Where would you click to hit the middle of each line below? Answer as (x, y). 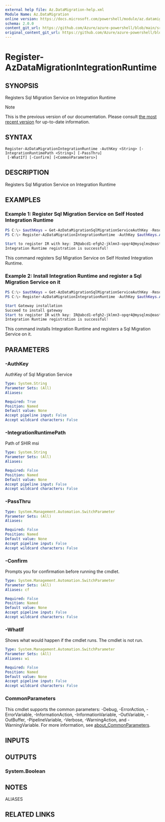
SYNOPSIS (22, 86)
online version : (22, 19)
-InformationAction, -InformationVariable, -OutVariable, (90, 714)
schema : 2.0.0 (20, 23)
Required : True (21, 402)
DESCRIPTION (27, 172)
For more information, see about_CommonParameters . (96, 725)
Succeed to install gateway (34, 310)
